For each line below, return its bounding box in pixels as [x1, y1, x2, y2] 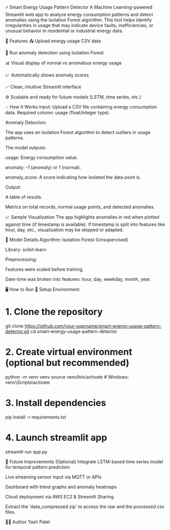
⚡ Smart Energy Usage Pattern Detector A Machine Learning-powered [5, 4, 153, 10]
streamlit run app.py [5, 448, 47, 455]
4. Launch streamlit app [5, 432, 107, 443]
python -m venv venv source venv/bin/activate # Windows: [5, 374, 129, 380]
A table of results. [5, 194, 43, 200]
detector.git [5, 328, 30, 334]
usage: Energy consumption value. [5, 154, 78, 161]
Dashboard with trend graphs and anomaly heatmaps [5, 484, 117, 490]
